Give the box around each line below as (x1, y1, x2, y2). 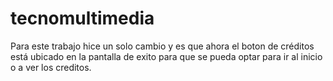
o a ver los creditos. (10, 61, 92, 73)
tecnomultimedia (10, 7, 155, 30)
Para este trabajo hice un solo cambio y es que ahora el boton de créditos (10, 40, 315, 52)
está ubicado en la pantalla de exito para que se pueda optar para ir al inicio (10, 50, 323, 62)
